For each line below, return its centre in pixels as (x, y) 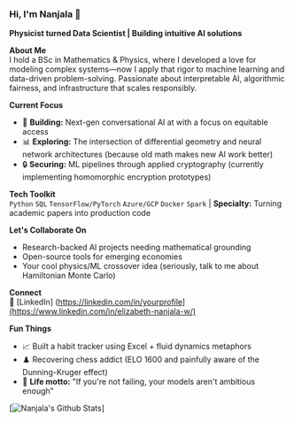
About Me (28, 50)
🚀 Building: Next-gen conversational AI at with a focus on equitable (145, 122)
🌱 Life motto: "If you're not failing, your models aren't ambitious (138, 382)
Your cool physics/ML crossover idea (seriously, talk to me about (140, 266)
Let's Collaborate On (48, 230)
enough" (38, 391)
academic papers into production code (80, 213)
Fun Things (30, 329)
